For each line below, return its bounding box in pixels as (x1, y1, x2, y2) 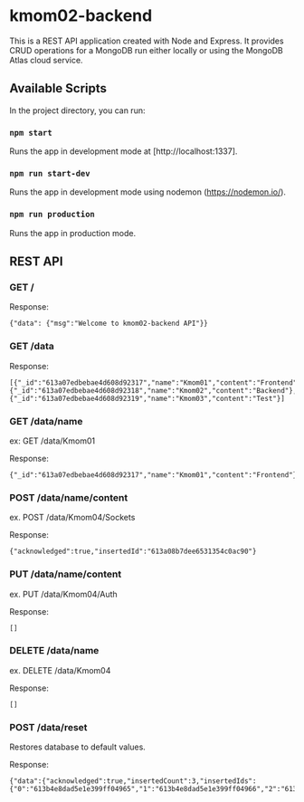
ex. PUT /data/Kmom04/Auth (9, 588, 118, 599)
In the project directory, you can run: (9, 105, 146, 116)
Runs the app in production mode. (9, 227, 137, 238)
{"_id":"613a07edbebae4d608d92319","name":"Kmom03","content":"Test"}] (9, 394, 285, 403)
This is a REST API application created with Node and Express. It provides (9, 35, 284, 46)
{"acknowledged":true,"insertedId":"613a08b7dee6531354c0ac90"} (9, 547, 257, 557)
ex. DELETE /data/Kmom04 (9, 664, 111, 675)
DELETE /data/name (9, 644, 100, 657)
